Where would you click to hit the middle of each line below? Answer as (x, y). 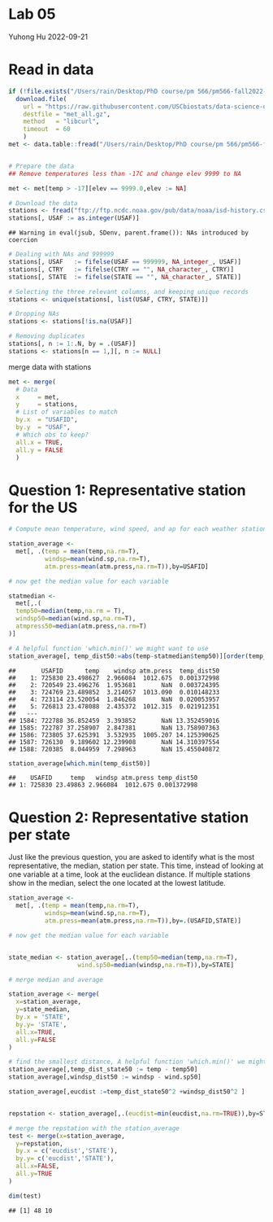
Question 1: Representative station (127, 490)
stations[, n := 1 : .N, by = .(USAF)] (72, 344)
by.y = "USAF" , (43, 427)
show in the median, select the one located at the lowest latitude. (117, 883)
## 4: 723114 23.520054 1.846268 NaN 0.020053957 (114, 699)
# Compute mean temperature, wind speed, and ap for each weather (123, 529)
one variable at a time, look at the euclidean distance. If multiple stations (130, 874)
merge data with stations (50, 366)
